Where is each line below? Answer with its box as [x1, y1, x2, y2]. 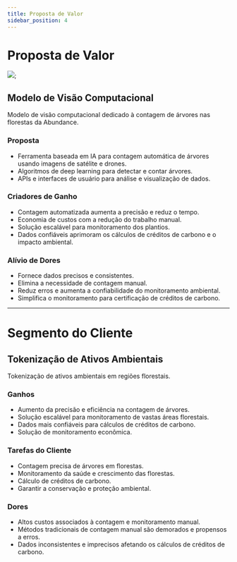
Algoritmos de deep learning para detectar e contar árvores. [17, 166, 193, 175]
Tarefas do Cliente [7, 446, 72, 456]
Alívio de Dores [7, 255, 61, 265]
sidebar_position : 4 [7, 17, 68, 24]
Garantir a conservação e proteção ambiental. [17, 484, 152, 492]
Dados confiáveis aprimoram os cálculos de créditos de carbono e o [17, 230, 217, 238]
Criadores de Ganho [7, 192, 78, 202]
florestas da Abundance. [7, 118, 79, 127]
